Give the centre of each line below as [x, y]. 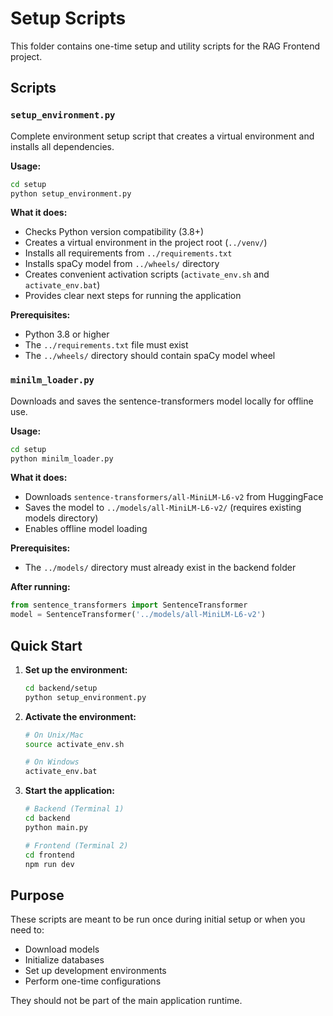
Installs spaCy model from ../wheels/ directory [122, 264]
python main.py [56, 827]
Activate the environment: [80, 716]
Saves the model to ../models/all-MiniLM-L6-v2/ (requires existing [163, 508]
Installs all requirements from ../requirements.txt [128, 253]
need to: [27, 930]
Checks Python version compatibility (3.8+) [114, 232]
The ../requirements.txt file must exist [106, 345]
